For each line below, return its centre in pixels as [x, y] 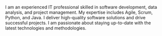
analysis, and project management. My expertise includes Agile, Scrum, [79, 12]
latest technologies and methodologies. [46, 28]
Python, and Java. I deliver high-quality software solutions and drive [75, 18]
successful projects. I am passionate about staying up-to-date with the [78, 23]
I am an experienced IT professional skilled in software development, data [81, 7]
